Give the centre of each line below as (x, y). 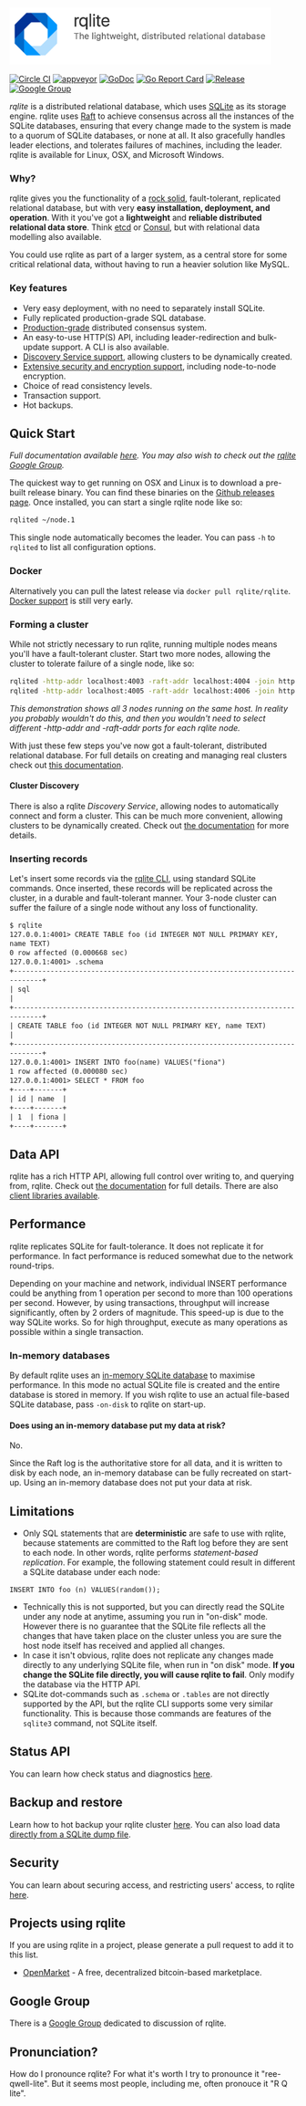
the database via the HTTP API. (82, 1684)
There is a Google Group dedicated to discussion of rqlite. (118, 2023)
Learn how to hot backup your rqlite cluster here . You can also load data (145, 1824)
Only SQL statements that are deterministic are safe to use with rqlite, (154, 1533)
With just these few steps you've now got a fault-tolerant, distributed (138, 745)
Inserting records (49, 859)
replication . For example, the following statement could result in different (159, 1562)
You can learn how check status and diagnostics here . (111, 1774)
